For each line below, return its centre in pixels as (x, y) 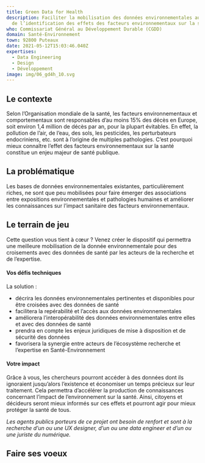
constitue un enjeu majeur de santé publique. (63, 152)
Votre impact (23, 364)
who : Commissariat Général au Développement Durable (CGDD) (85, 29)
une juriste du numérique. (39, 435)
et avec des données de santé (53, 324)
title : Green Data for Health (45, 12)
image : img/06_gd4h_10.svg (41, 74)
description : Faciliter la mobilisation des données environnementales (99, 18)
